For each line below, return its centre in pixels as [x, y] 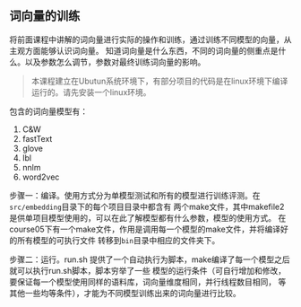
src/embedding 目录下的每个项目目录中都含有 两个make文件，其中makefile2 [147, 206]
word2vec [41, 177]
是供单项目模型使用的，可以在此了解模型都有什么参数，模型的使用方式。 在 [148, 217]
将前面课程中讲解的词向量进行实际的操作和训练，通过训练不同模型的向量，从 [150, 39]
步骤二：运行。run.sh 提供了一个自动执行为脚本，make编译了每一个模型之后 [150, 259]
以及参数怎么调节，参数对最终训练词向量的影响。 [115, 62]
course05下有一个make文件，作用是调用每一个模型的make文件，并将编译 [145, 229]
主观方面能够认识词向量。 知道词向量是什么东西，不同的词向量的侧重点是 [144, 50]
